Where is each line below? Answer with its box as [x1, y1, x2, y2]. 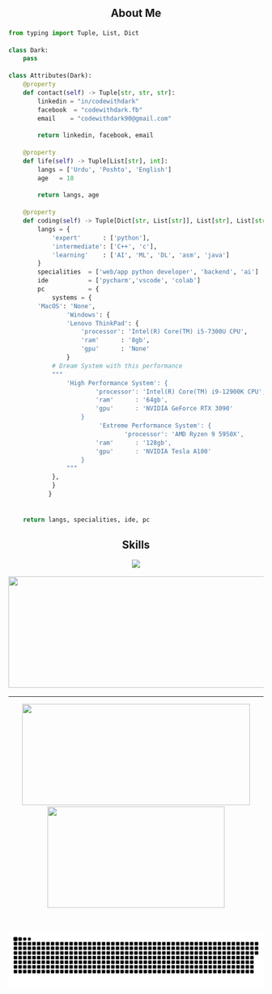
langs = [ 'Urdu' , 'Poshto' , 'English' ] [37, 165, 172, 173]
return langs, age [37, 191, 100, 199]
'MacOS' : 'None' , [37, 302, 96, 310]
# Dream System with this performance [51, 362, 183, 370]
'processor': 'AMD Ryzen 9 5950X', [124, 430, 244, 438]
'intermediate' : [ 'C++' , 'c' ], [51, 242, 158, 250]
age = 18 [37, 174, 74, 182]
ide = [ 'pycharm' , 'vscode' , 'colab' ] [37, 277, 201, 285]
